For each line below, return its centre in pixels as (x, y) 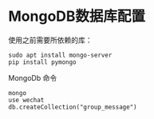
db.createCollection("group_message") (73, 107)
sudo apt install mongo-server (60, 55)
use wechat (26, 100)
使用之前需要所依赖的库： (50, 40)
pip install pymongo (43, 62)
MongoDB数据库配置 (77, 16)
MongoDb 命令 (33, 77)
